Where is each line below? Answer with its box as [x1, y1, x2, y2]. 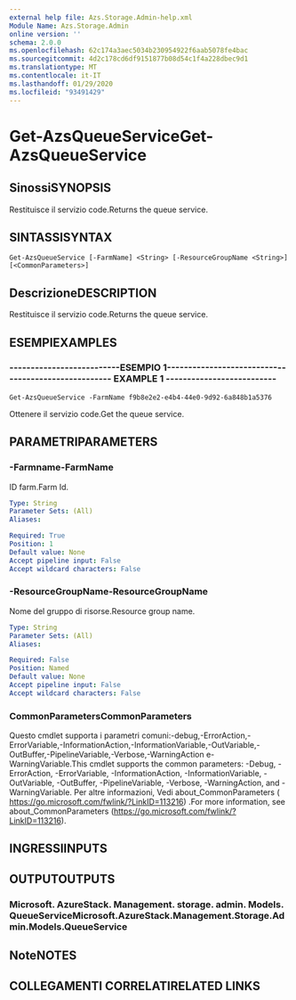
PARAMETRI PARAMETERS [9, 434, 158, 450]
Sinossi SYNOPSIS [9, 180, 111, 196]
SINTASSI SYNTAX [9, 229, 113, 245]
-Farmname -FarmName [9, 461, 114, 473]
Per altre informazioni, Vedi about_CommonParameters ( [74, 787, 280, 798]
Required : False [9, 656, 69, 665]
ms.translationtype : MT [9, 63, 98, 72]
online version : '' [9, 29, 82, 38]
